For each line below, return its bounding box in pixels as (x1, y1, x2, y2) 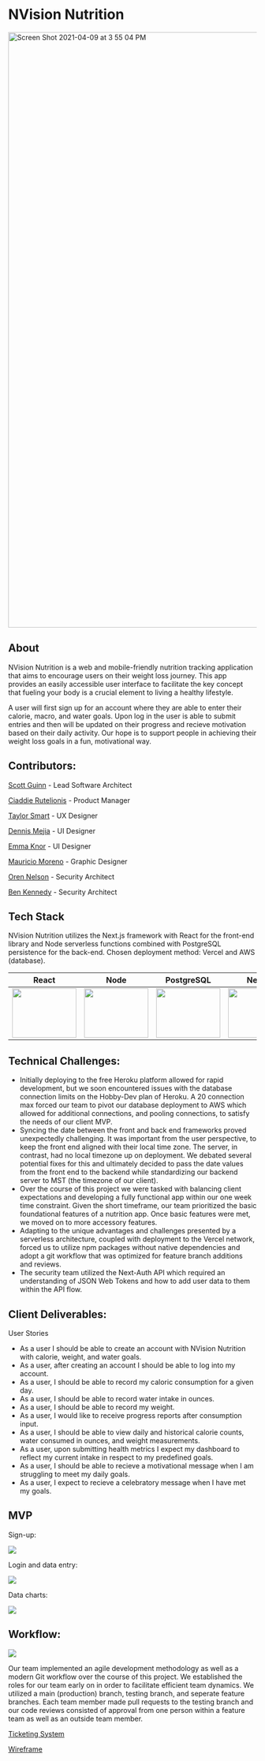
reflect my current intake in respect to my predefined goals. (19, 1453, 214, 1462)
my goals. (19, 1487, 52, 1495)
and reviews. (19, 1259, 62, 1269)
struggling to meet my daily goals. (19, 1469, 130, 1479)
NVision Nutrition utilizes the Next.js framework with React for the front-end (8, 931, 255, 940)
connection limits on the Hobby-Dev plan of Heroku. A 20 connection (19, 1092, 244, 1102)
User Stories (8, 1329, 49, 1338)
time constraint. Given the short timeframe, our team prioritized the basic (19, 1201, 257, 1211)
